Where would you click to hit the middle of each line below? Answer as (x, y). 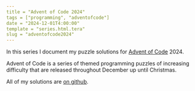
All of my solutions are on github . (48, 82)
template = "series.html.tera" (46, 29)
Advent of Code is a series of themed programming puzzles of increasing (98, 64)
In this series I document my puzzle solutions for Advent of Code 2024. (95, 52)
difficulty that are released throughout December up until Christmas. (91, 70)
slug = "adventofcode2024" (40, 35)
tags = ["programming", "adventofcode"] (58, 18)
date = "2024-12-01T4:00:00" (43, 23)
